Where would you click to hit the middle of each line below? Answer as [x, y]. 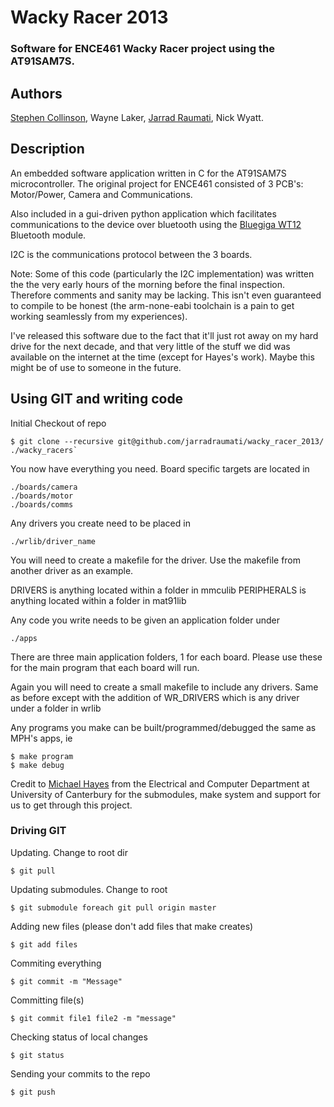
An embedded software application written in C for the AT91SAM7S [148, 173]
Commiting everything [56, 963]
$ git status [37, 1055]
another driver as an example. [72, 570]
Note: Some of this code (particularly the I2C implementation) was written [162, 273]
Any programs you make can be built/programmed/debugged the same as [163, 727]
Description [47, 149]
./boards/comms [42, 504]
